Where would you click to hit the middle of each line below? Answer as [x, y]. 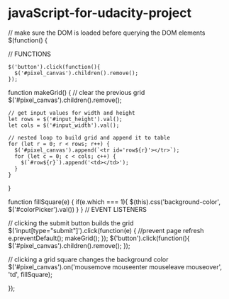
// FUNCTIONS [30, 54]
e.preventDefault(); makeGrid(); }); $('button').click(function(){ [99, 238]
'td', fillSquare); [30, 274]
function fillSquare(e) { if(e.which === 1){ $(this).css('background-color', [114, 202]
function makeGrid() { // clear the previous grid [77, 92]
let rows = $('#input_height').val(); [65, 119]
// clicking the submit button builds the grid [71, 223]
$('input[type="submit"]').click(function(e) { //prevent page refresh [106, 230]
